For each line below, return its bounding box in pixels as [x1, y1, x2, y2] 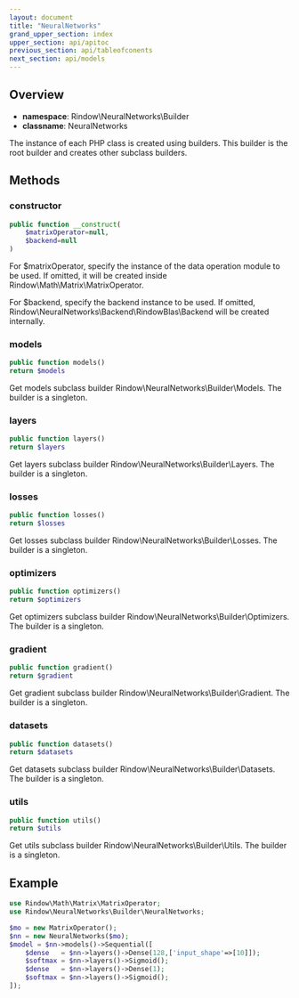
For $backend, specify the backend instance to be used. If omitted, [9, 297, 256, 307]
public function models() [9, 358, 105, 368]
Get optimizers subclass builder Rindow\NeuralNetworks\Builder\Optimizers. [9, 612, 290, 622]
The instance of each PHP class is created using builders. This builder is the [9, 137, 288, 148]
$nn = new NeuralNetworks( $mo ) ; [9, 931, 129, 940]
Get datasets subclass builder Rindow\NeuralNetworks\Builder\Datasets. [9, 764, 276, 775]
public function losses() [9, 511, 105, 520]
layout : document [9, 12, 74, 22]
